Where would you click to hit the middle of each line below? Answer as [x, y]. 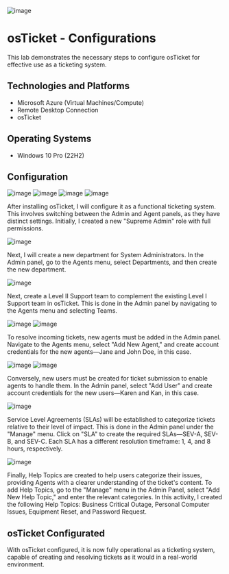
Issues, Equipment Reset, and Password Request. [77, 512]
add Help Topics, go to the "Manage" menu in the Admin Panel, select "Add [113, 490]
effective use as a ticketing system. [57, 64]
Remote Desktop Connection [58, 110]
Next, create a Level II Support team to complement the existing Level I [107, 296]
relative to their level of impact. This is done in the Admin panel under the [110, 427]
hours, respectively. [35, 449]
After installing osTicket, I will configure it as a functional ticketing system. [111, 206]
